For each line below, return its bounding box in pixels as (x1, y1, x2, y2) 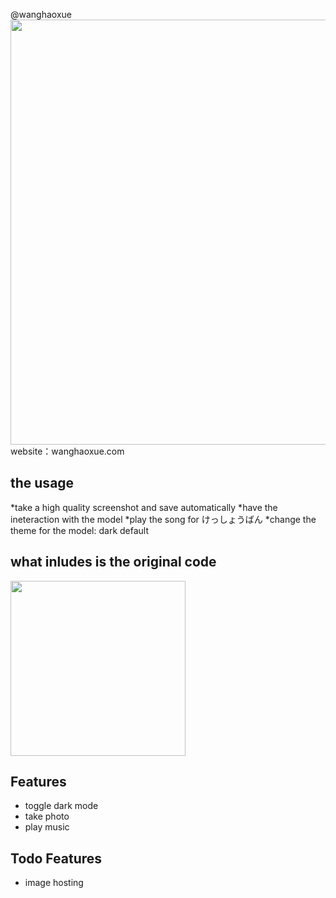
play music (24, 821, 70, 833)
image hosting (24, 877, 84, 889)
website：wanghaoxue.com (10, 445, 125, 457)
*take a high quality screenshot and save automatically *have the (10, 501, 278, 513)
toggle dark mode (24, 800, 99, 812)
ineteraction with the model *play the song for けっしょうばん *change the (10, 513, 317, 525)
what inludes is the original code (10, 554, 217, 571)
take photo (24, 810, 70, 823)
